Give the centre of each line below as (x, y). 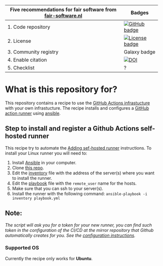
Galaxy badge (139, 52)
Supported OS (22, 248)
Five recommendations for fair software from (63, 9)
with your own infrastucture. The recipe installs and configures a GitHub (77, 108)
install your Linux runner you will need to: (46, 153)
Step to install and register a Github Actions (72, 129)
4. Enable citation (27, 60)
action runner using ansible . (33, 113)
